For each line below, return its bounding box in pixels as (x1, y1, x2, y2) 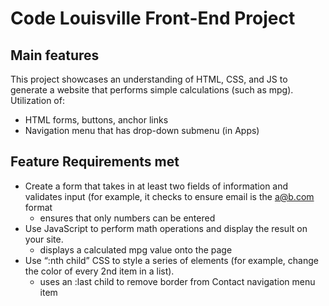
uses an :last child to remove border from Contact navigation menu (39, 275, 316, 287)
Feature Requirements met (10, 153, 180, 171)
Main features (10, 47, 100, 64)
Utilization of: (10, 95, 65, 106)
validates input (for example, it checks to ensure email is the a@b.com (24, 190, 315, 202)
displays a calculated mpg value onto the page (39, 243, 233, 256)
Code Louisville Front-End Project (10, 7, 296, 30)
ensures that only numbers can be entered (39, 212, 216, 224)
